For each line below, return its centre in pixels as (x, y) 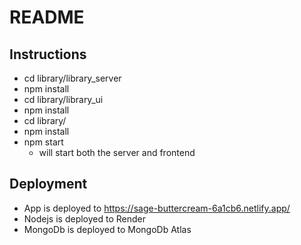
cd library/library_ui (63, 99)
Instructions (48, 54)
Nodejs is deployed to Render (85, 218)
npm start (43, 142)
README (47, 17)
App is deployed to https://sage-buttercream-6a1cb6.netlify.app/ (157, 208)
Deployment (48, 184)
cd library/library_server (72, 78)
